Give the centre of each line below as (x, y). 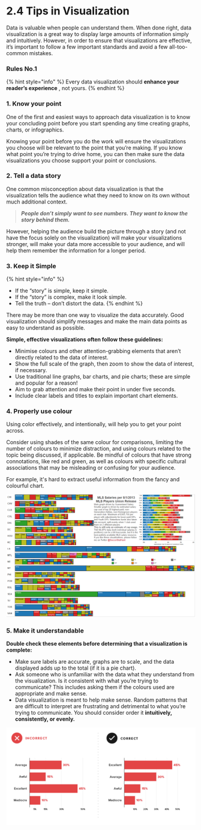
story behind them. (45, 220)
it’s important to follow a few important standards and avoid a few (87, 47)
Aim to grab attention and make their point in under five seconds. (95, 389)
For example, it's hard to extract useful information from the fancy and (93, 480)
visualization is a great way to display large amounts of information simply (97, 34)
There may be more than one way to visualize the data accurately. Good (95, 315)
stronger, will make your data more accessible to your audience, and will (95, 244)
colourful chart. (25, 486)
